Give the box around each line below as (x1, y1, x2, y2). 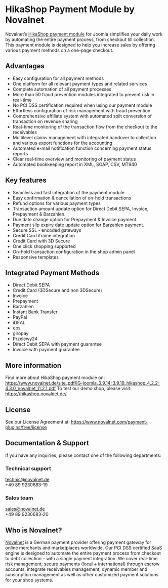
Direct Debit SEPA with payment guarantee (12, 341, 102, 347)
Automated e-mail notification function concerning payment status (12, 145, 152, 151)
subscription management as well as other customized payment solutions (5, 572, 159, 578)
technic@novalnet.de (5, 477, 50, 483)
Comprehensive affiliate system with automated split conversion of (12, 113, 152, 119)
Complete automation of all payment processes (12, 86, 112, 92)
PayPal (12, 314, 27, 320)
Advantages (5, 62, 45, 70)
